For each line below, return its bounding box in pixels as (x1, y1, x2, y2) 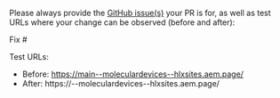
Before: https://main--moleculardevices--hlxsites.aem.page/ (21, 69, 244, 79)
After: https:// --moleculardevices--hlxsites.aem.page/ (21, 78, 220, 88)
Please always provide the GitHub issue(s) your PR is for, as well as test (9, 8, 271, 18)
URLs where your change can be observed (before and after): (9, 17, 236, 28)
